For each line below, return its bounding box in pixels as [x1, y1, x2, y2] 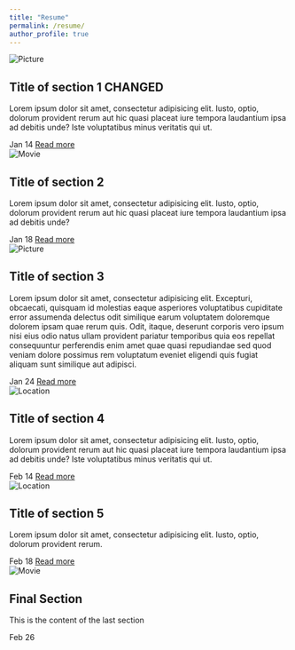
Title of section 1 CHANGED [9, 79, 164, 94]
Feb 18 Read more [9, 556, 75, 567]
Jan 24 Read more [9, 376, 77, 386]
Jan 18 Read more [9, 234, 75, 244]
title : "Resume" [9, 12, 69, 22]
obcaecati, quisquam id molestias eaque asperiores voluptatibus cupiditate [9, 302, 283, 313]
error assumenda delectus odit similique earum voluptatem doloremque [9, 312, 270, 322]
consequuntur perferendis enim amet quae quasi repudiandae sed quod [9, 339, 272, 351]
